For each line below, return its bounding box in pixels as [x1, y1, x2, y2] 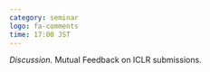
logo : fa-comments [9, 22, 79, 31]
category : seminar [9, 13, 79, 22]
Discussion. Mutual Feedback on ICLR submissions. [9, 55, 202, 66]
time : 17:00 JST [9, 30, 71, 39]
